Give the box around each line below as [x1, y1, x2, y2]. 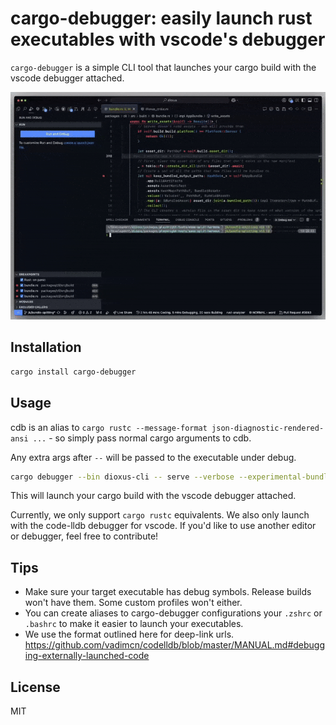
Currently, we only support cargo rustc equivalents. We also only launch [10, 509, 310, 521]
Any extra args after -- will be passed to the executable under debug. [10, 451, 297, 463]
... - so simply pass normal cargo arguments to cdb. [32, 432, 252, 444]
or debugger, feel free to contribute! [10, 530, 159, 542]
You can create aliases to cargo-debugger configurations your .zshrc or [24, 607, 323, 619]
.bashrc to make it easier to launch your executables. [24, 618, 244, 630]
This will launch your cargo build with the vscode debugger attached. [10, 490, 297, 502]
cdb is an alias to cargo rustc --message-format [10, 421, 208, 433]
